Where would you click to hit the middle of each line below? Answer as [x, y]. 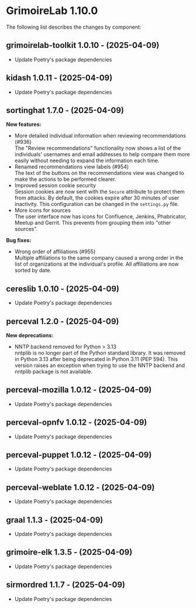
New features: [24, 125]
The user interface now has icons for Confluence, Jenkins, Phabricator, [101, 217]
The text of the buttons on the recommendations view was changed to [99, 173]
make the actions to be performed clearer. [65, 179]
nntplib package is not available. [53, 372]
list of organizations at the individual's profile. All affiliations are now [97, 264]
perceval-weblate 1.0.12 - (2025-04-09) [80, 487]
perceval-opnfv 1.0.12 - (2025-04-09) [77, 422]
